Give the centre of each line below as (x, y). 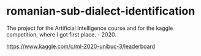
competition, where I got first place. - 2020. (61, 34)
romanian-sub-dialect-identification (101, 11)
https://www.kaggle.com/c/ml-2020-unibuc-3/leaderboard (81, 46)
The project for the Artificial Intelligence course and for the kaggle (90, 28)
